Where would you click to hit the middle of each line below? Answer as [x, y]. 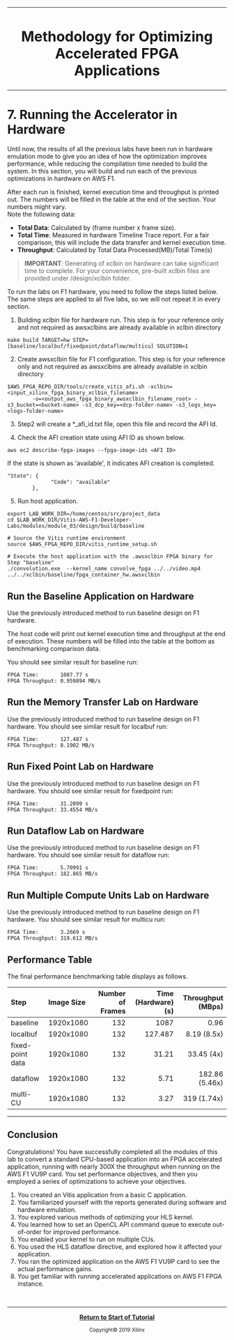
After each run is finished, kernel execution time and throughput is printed [113, 192]
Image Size [67, 1002]
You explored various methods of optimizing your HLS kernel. [106, 1217]
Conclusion [33, 1135]
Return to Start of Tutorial [117, 1317]
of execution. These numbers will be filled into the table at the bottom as [111, 641]
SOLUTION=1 [172, 346]
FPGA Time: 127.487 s [48, 739]
